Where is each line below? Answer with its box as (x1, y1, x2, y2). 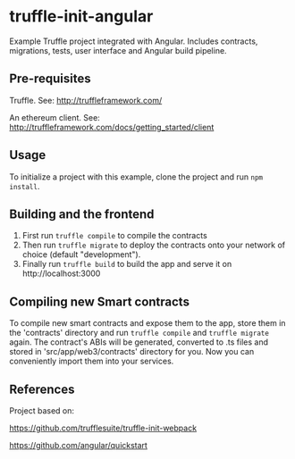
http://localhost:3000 (21, 268, 101, 279)
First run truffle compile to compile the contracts (21, 230, 207, 241)
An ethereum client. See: (9, 112, 100, 122)
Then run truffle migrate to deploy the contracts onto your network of (21, 239, 286, 251)
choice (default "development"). (21, 249, 141, 260)
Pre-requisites (9, 71, 91, 87)
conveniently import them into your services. (9, 355, 174, 367)
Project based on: (9, 405, 74, 416)
